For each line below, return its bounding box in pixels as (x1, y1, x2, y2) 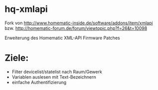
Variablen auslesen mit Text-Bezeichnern (11, 74, 96, 80)
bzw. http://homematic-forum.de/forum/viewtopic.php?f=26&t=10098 (4, 25, 148, 31)
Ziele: (4, 52, 29, 64)
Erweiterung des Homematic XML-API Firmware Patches (4, 35, 120, 41)
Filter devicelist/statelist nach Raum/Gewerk (11, 69, 102, 75)
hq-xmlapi (4, 3, 48, 15)
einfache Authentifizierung (11, 79, 67, 85)
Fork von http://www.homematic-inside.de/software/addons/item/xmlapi (4, 20, 153, 26)
